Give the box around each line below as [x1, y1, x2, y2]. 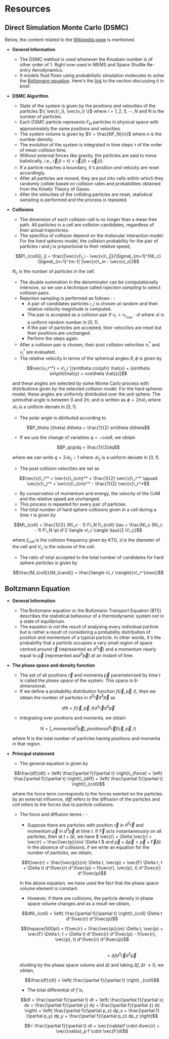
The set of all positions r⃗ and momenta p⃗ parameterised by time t [19, 672, 161, 678]
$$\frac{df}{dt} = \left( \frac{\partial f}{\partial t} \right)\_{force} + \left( [14, 770, 162, 776]
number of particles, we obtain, [27, 849, 93, 856]
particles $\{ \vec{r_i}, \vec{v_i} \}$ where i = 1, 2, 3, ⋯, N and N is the [19, 108, 164, 114]
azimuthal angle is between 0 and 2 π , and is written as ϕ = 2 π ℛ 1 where [12, 397, 161, 404]
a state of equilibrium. [19, 618, 65, 624]
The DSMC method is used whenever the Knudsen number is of [19, 56, 153, 62]
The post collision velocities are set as [19, 465, 100, 471]
